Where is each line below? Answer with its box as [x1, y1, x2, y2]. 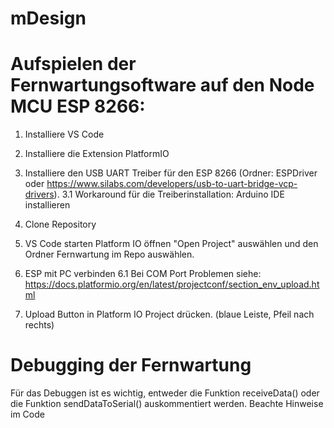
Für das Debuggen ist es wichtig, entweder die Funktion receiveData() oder [10, 387, 320, 399]
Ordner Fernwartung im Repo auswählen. [24, 248, 195, 261]
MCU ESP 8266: [10, 95, 146, 118]
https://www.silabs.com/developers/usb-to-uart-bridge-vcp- [46, 178, 298, 190]
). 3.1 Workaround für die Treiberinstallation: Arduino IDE [53, 188, 285, 201]
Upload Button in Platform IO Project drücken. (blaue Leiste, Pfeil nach [24, 308, 315, 321]
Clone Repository [24, 218, 97, 231]
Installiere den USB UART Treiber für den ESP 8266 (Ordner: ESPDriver [24, 167, 318, 179]
